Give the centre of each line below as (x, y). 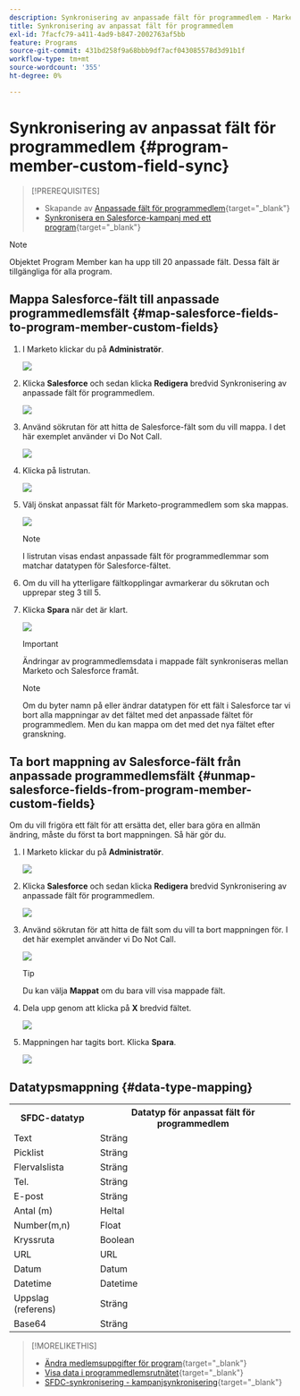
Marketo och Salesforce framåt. (80, 670)
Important (40, 643)
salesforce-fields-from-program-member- (130, 790)
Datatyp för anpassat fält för (193, 1112)
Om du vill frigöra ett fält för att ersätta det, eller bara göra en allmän (135, 825)
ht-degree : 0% (36, 76)
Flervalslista (39, 1167)
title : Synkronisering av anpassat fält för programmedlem (121, 26)
